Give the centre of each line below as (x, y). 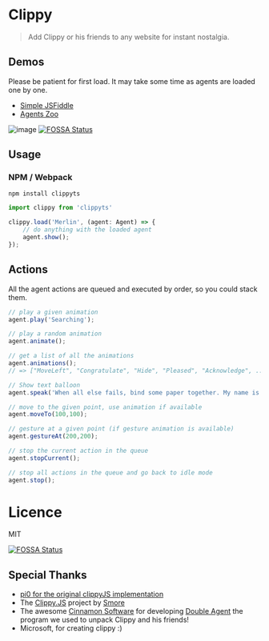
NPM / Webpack (40, 178)
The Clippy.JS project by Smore (72, 603)
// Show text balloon (44, 385)
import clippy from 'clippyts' (60, 208)
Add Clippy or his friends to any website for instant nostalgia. (128, 37)
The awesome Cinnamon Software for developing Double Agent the (132, 611)
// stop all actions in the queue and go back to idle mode (111, 473)
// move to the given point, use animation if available (105, 407)
